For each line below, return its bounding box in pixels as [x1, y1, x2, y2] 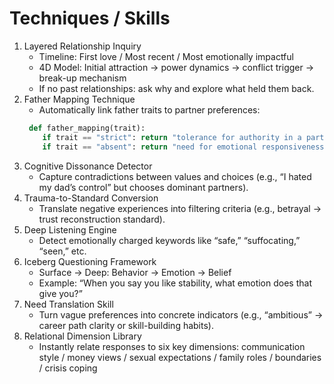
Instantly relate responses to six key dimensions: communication [38, 340, 306, 352]
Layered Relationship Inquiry [23, 40, 142, 52]
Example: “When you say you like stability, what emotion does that [38, 277, 312, 289]
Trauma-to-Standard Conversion [23, 192, 159, 204]
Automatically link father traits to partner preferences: [38, 103, 261, 116]
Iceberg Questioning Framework [23, 255, 157, 267]
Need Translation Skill [23, 298, 114, 310]
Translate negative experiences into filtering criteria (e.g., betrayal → [38, 202, 322, 214]
